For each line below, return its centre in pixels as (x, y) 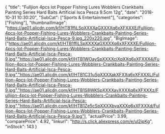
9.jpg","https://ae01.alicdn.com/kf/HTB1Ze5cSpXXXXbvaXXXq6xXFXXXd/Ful (82, 106)
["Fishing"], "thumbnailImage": (36, 22)
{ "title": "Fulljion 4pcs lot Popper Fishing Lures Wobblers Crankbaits (74, 7)
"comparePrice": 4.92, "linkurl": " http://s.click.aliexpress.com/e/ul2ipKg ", (79, 121)
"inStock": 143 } (21, 126)
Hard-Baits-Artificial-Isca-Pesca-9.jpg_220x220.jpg (57, 38)
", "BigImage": (124, 38)
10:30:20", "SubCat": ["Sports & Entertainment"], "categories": (80, 17)
